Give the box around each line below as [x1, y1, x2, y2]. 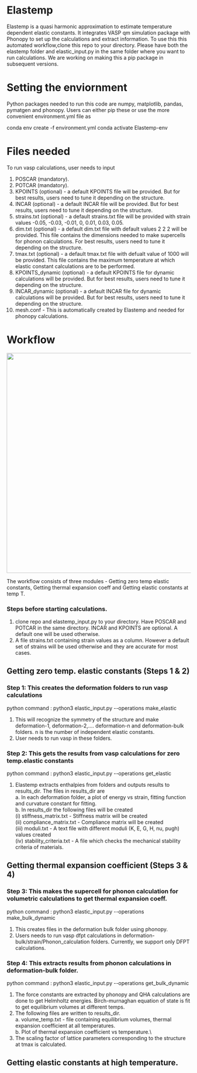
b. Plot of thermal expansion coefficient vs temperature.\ [15, 1028, 151, 1035]
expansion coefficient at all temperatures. [15, 1022, 116, 1030]
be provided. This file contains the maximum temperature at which [15, 256, 175, 263]
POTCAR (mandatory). [15, 181, 69, 188]
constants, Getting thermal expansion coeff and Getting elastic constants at [6, 584, 189, 591]
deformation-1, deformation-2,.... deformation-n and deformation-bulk [15, 722, 184, 729]
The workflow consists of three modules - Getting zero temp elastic [6, 577, 170, 584]
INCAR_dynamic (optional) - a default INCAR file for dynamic [15, 287, 161, 295]
